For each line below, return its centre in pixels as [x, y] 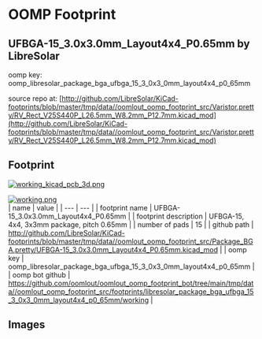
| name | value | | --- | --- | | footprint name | [80, 207]
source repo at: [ [35, 99]
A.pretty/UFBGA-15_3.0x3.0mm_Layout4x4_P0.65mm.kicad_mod [113, 249]
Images [27, 325]
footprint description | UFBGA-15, [190, 216]
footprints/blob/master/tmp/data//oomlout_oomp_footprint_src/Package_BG [131, 241]
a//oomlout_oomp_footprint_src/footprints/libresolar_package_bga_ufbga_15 [131, 291]
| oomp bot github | [39, 274]
